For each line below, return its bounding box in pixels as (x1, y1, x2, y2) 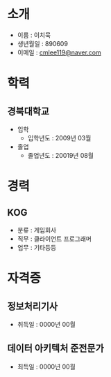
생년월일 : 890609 (17, 39, 68, 47)
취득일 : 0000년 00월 (17, 320, 76, 328)
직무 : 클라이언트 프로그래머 (17, 235, 92, 243)
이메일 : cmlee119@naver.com (17, 48, 102, 57)
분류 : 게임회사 (17, 226, 57, 234)
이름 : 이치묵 (17, 31, 51, 39)
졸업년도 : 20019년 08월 (27, 151, 94, 159)
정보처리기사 (7, 300, 58, 312)
